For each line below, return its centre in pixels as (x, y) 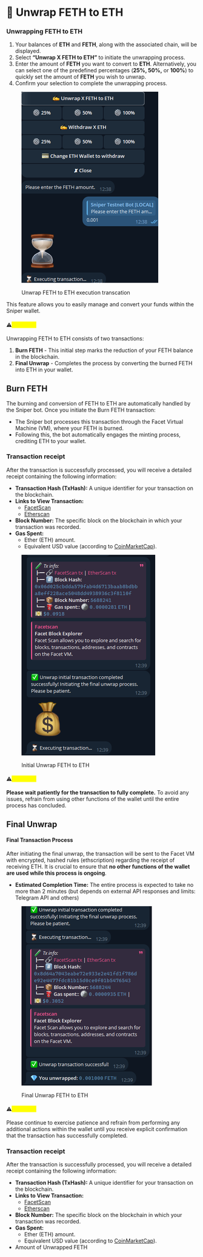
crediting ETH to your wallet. (51, 441)
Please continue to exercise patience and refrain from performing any (93, 1122)
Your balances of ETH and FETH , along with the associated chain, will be (106, 44)
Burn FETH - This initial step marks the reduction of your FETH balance (104, 350)
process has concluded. (36, 805)
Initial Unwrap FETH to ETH (55, 765)
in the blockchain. (37, 356)
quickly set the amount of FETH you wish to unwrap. (81, 77)
